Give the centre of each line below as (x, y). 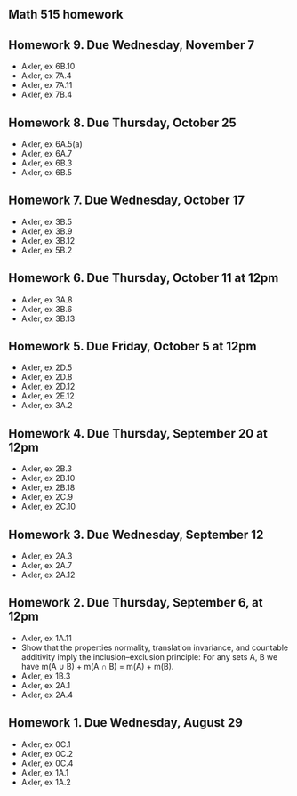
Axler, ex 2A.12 (48, 575)
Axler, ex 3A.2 (47, 406)
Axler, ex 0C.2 (47, 753)
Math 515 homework (66, 15)
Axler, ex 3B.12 (48, 240)
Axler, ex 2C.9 (47, 497)
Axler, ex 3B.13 (48, 318)
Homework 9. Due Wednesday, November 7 (132, 45)
